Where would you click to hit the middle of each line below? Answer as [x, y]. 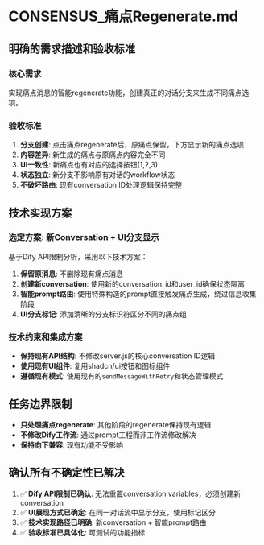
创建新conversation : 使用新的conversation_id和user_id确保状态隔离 [132, 283]
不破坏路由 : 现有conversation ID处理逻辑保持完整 [101, 185]
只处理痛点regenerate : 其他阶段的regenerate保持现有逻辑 [115, 424]
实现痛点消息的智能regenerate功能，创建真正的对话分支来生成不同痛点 [126, 93]
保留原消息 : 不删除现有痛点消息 [71, 274]
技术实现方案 [40, 213]
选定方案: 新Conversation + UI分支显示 [84, 237]
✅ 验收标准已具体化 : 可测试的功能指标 [82, 532]
